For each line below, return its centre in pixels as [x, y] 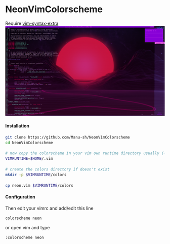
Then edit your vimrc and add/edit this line [49, 208]
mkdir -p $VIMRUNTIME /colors [36, 175]
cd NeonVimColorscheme [29, 143]
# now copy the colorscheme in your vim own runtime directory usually [82, 153]
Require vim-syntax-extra [32, 23]
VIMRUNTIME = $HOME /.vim [29, 159]
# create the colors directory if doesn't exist [57, 169]
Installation [17, 126]
